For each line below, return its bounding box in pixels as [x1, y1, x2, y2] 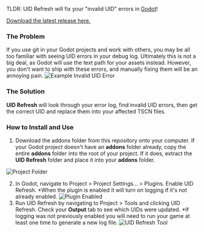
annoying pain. [6, 72, 44, 79]
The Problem [6, 32, 46, 40]
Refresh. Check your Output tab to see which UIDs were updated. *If [15, 206, 189, 213]
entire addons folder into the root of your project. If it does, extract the [15, 150, 192, 157]
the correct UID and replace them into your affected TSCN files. [6, 107, 166, 115]
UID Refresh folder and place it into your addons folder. [15, 156, 155, 164]
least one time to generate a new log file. [15, 219, 118, 226]
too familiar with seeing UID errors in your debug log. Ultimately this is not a [6, 53, 196, 60]
